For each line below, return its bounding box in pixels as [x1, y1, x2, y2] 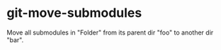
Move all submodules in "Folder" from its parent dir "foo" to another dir [6, 28, 214, 37]
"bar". [6, 35, 24, 44]
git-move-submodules [6, 5, 142, 21]
